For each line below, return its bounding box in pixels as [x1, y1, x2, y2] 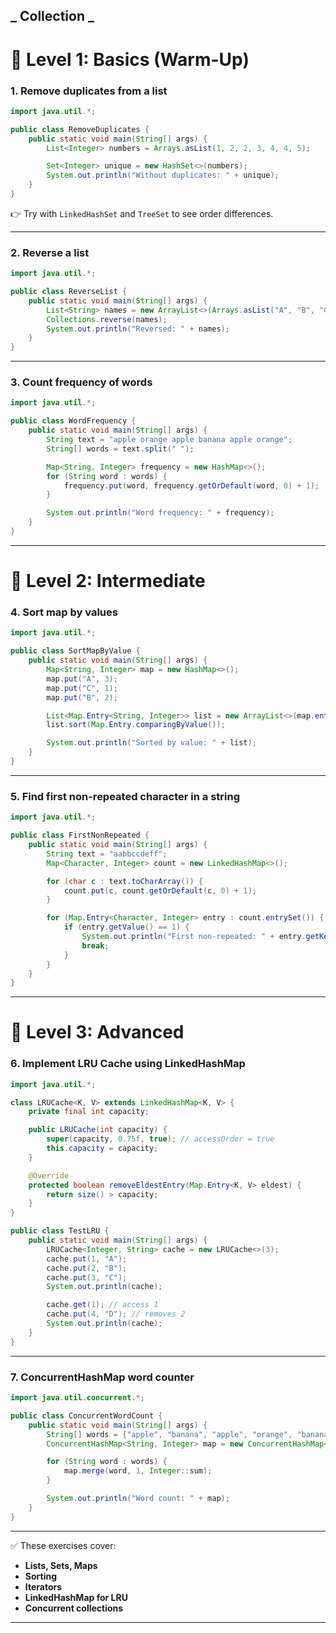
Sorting [24, 1570, 58, 1582]
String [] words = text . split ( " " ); [46, 444, 195, 454]
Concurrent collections [24, 1602, 124, 1614]
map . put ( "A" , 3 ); [46, 674, 118, 684]
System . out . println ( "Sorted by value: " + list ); [46, 738, 257, 748]
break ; [81, 940, 110, 951]
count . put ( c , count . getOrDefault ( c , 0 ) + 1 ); [63, 885, 257, 896]
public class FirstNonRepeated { [10, 830, 150, 841]
